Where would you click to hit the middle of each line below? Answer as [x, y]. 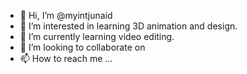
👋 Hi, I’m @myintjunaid [66, 15]
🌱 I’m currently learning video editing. [97, 36]
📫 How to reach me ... [66, 58]
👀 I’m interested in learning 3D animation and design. [128, 26]
